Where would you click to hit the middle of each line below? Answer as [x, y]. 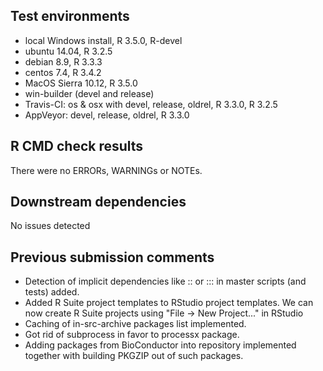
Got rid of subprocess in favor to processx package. [132, 335]
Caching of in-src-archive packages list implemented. [135, 324]
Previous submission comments [112, 257]
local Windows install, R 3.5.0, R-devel [103, 40]
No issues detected [50, 226]
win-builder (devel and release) [89, 93]
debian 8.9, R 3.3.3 [63, 61]
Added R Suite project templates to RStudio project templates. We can [169, 303]
